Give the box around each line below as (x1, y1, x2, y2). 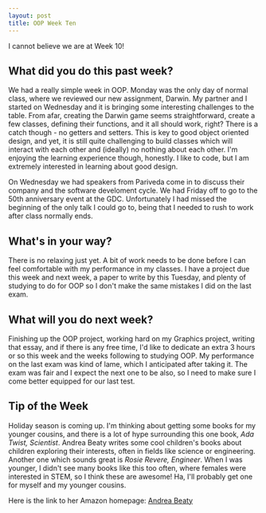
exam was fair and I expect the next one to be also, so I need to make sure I (8, 368, 256, 377)
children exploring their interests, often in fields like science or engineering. (8, 446, 256, 455)
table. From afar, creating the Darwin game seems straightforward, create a (8, 111, 256, 121)
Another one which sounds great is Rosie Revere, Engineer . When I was (8, 455, 243, 464)
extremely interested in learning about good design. (8, 161, 178, 172)
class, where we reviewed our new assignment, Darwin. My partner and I (8, 93, 248, 104)
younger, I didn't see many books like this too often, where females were (8, 463, 247, 472)
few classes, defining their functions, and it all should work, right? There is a (8, 119, 259, 129)
